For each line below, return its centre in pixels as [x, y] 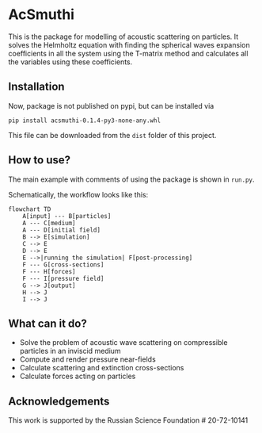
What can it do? [47, 323]
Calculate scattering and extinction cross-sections [102, 368]
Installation [36, 87]
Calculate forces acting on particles [78, 376]
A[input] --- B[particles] [67, 216]
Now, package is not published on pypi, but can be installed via [111, 105]
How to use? [40, 160]
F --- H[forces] [49, 271]
